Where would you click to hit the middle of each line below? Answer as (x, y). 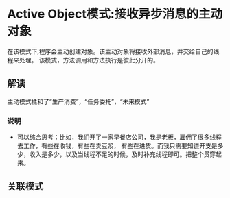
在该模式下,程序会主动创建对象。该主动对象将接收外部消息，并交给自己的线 (113, 51)
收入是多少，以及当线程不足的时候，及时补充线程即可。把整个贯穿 (123, 154)
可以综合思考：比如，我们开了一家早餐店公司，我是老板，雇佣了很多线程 (119, 137)
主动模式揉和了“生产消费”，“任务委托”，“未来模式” (78, 101)
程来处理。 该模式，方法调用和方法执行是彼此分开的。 (83, 60)
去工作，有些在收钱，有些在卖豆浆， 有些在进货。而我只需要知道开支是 (117, 146)
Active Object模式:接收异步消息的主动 (115, 14)
